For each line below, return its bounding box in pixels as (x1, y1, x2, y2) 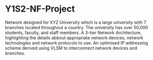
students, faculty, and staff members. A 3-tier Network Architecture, (5, 30, 142, 35)
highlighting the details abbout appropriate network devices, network (5, 35, 143, 41)
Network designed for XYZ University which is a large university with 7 (5, 19, 147, 25)
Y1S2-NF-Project (5, 3, 75, 15)
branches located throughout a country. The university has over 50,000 (5, 24, 148, 30)
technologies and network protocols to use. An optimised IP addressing (5, 40, 148, 45)
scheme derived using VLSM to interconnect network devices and (5, 45, 137, 51)
